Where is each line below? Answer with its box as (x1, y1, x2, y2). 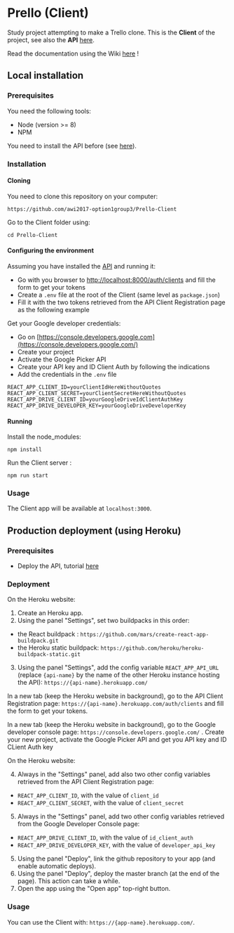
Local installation (7, 70, 84, 82)
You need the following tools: (7, 107, 91, 115)
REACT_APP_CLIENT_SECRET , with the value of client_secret (17, 799, 184, 807)
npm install (7, 446, 42, 453)
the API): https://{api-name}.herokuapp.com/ (17, 678, 149, 687)
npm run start (7, 472, 49, 480)
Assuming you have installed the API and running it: (7, 262, 156, 270)
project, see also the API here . (7, 35, 95, 44)
